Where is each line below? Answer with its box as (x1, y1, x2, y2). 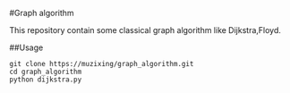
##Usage (9, 42, 44, 53)
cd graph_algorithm (9, 67, 82, 76)
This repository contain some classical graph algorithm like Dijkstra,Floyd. (9, 25, 282, 35)
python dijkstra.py (9, 75, 82, 84)
